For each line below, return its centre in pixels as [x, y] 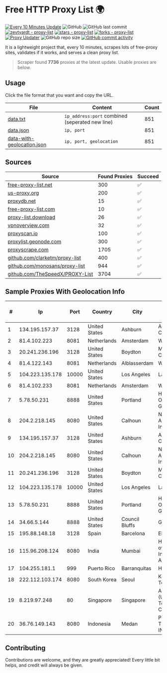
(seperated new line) [89, 122]
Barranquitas [136, 568]
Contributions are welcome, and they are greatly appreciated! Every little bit [83, 660]
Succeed [148, 176]
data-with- [21, 138]
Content [102, 107]
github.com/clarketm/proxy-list [44, 257]
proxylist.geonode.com [35, 241]
